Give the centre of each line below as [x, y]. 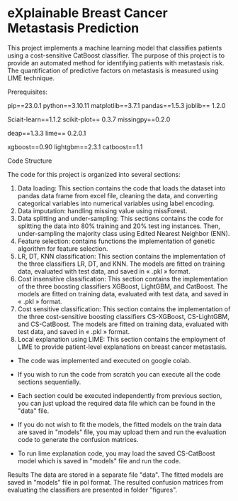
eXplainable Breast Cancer [87, 13]
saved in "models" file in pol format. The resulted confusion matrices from [115, 482]
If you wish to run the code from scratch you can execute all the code [119, 374]
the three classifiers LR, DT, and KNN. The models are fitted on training [121, 264]
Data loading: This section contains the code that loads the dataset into [121, 188]
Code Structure [30, 161]
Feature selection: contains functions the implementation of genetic [116, 241]
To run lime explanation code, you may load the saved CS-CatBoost [116, 453]
